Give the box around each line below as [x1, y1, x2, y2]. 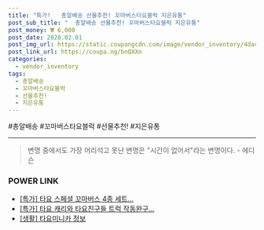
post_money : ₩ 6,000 [8, 26, 76, 34]
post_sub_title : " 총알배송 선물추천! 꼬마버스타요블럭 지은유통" [8, 19, 200, 27]
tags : [8, 70, 26, 78]
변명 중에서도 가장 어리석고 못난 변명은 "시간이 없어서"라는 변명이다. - [27, 146, 241, 155]
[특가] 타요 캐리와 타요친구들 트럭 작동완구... [19, 204, 155, 214]
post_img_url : [8, 41, 55, 49]
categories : [8, 56, 47, 64]
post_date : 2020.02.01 [8, 33, 82, 42]
